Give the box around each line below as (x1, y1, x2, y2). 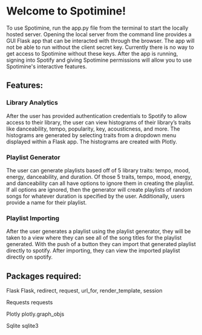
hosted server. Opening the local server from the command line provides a (6, 30, 192, 37)
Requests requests (6, 299, 53, 306)
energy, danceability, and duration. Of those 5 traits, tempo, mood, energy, (6, 173, 192, 180)
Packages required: (6, 271, 82, 281)
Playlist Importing (6, 213, 59, 222)
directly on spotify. (6, 253, 53, 261)
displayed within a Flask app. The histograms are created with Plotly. (6, 138, 177, 145)
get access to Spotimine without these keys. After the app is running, (6, 50, 178, 57)
